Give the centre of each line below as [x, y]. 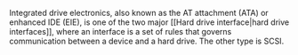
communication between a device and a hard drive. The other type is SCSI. [147, 41]
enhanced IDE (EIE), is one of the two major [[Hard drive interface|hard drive [149, 22]
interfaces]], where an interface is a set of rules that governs [121, 31]
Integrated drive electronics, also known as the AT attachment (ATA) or [139, 13]
